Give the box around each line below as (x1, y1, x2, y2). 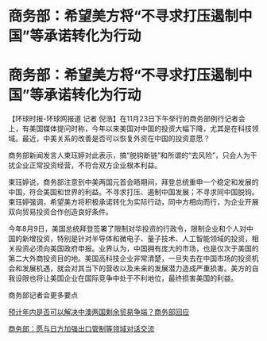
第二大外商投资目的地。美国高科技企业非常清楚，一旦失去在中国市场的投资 (8, 254, 252, 263)
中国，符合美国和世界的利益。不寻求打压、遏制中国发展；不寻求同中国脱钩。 (8, 187, 259, 197)
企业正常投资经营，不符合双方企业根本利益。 (14, 160, 161, 170)
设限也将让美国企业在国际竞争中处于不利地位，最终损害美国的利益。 (14, 274, 238, 283)
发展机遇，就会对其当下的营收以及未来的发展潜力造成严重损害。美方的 (21, 263, 252, 274)
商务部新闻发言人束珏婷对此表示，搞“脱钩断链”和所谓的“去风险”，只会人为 (8, 151, 250, 160)
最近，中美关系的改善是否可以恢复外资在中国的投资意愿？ (21, 134, 211, 144)
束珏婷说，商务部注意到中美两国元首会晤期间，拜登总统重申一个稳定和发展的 (8, 178, 259, 187)
